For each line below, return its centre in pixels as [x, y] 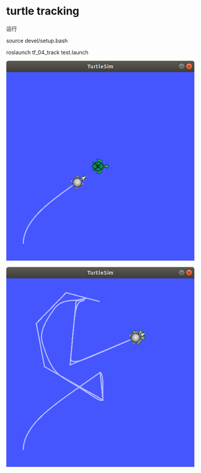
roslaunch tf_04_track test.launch [48, 52]
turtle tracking [43, 11]
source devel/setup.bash [37, 40]
